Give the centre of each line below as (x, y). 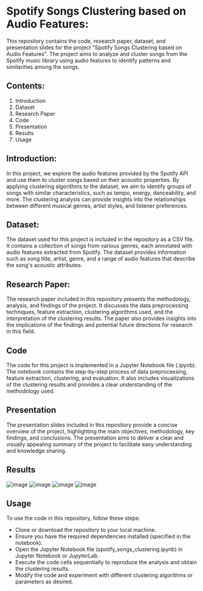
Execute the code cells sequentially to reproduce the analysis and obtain (106, 562)
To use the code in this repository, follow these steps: (73, 518)
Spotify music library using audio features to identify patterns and (89, 60)
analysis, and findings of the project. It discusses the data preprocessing (97, 306)
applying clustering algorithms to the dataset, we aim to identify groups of (99, 186)
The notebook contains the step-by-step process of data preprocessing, (97, 372)
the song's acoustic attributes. (44, 265)
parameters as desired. (44, 582)
